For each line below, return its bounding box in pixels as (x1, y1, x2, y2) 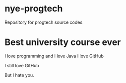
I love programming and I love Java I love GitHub (4, 53, 104, 59)
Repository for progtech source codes (4, 19, 83, 25)
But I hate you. (4, 72, 34, 78)
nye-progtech (4, 3, 63, 14)
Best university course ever (4, 37, 121, 48)
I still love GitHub (4, 62, 39, 68)
